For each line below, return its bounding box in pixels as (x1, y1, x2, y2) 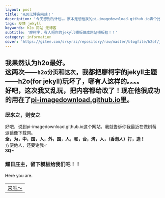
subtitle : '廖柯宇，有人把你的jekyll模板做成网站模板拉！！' (5, 30, 118, 35)
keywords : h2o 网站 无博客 (5, 26, 56, 31)
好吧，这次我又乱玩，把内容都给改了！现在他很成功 (5, 87, 160, 95)
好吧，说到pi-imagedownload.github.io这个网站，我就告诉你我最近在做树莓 (5, 124, 157, 130)
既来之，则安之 (5, 112, 41, 119)
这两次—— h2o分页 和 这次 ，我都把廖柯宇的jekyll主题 (5, 68, 157, 76)
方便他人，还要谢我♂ (5, 142, 48, 148)
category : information (5, 35, 52, 40)
